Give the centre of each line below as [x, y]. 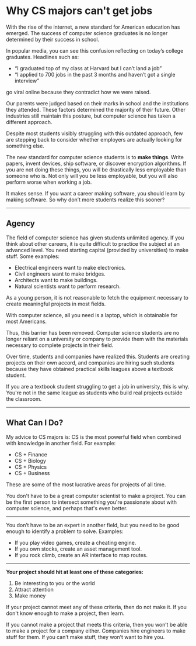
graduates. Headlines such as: [43, 57]
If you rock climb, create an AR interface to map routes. [81, 555]
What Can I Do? [35, 423]
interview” [27, 81]
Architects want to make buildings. [56, 280]
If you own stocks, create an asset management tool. [78, 549]
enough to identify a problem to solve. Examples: [65, 531]
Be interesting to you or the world [55, 583]
